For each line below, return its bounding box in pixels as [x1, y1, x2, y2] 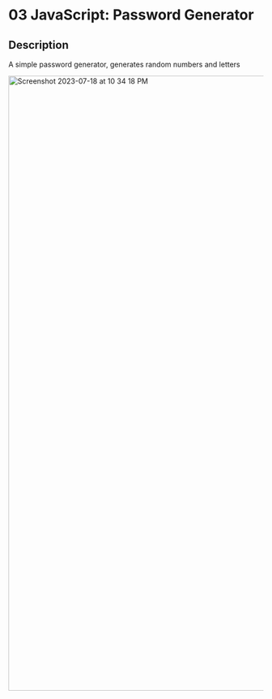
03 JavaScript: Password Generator [8, 6, 254, 24]
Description [8, 38, 69, 52]
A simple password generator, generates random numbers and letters [8, 59, 240, 69]
